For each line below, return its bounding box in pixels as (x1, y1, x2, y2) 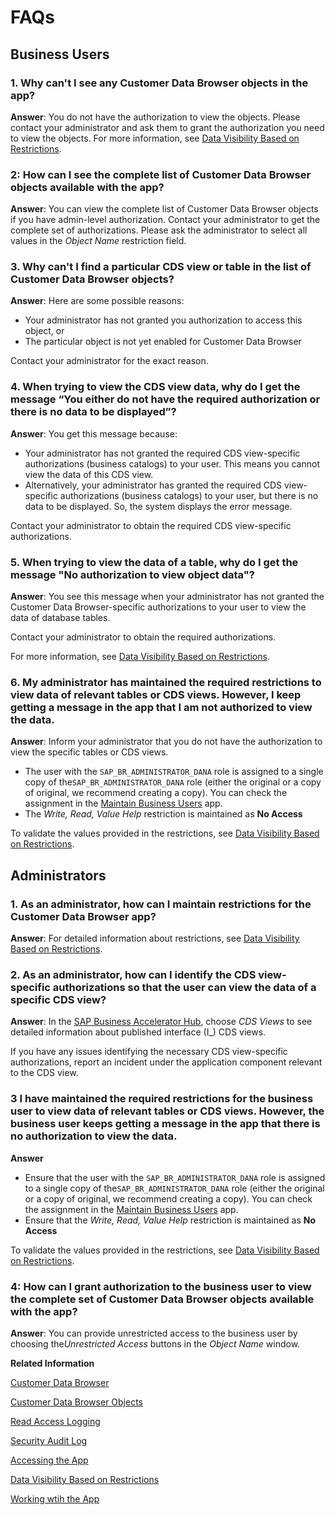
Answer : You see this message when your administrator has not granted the (10, 591, 325, 603)
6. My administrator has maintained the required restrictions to (10, 675, 322, 689)
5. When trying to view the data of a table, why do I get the (10, 555, 299, 569)
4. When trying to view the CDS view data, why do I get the (10, 380, 301, 394)
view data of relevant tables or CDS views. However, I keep (10, 687, 302, 701)
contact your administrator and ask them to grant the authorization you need (10, 121, 325, 133)
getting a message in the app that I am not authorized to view (10, 700, 313, 714)
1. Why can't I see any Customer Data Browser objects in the (10, 76, 309, 90)
